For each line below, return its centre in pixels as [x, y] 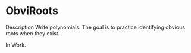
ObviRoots [32, 11]
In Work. [16, 45]
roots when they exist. [33, 33]
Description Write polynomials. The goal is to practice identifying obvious [95, 27]
